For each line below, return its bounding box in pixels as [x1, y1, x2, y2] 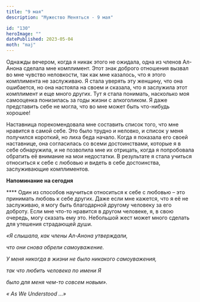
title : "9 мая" [6, 8, 44, 15]
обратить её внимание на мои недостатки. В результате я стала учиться [6, 153, 192, 159]
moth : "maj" [6, 42, 36, 48]
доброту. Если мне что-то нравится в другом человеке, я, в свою [6, 208, 174, 215]
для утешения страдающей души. [6, 221, 93, 228]
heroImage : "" [6, 31, 42, 37]
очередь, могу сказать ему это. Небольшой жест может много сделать [6, 214, 190, 221]
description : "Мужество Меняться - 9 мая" [6, 14, 113, 20]
